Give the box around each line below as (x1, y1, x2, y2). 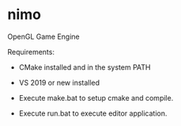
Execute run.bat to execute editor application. (18, 109, 168, 118)
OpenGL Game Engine (7, 32, 80, 41)
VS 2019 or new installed (18, 78, 100, 87)
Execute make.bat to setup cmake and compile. (18, 93, 174, 102)
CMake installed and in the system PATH (18, 62, 151, 72)
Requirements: (7, 47, 55, 56)
